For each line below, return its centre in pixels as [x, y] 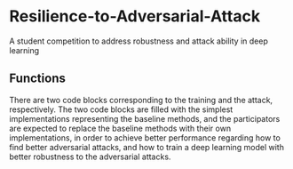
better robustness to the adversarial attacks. [90, 157]
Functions [38, 79]
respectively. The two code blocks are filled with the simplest [121, 109]
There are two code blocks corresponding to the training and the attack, [141, 100]
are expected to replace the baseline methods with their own [120, 128]
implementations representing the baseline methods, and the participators [145, 118]
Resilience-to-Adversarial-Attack [135, 16]
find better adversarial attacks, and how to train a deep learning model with [146, 147]
